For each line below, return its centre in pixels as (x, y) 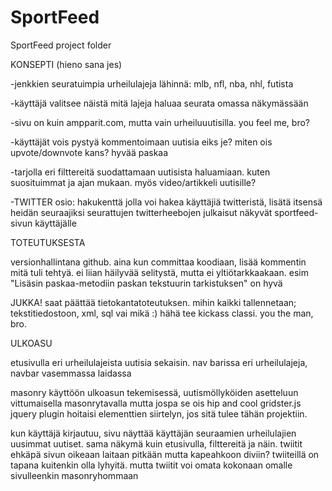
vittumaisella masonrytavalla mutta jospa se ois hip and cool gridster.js (156, 403)
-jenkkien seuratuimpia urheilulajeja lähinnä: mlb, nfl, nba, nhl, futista (152, 83)
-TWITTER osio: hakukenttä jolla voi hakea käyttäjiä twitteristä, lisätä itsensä (166, 202)
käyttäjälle (55, 223)
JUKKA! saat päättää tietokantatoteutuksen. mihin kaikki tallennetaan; (153, 302)
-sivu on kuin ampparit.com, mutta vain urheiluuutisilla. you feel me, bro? (160, 122)
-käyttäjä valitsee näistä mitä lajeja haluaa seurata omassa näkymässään (159, 103)
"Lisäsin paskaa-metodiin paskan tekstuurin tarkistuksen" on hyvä (146, 283)
